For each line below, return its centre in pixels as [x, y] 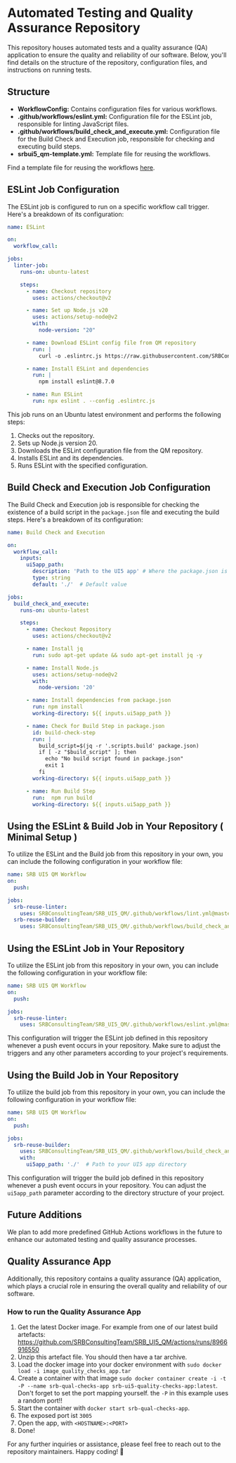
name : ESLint [26, 227]
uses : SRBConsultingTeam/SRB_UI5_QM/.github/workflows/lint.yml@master [127, 913]
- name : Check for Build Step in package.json [95, 726]
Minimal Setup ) [42, 837]
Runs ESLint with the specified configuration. [83, 465]
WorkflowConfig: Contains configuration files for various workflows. [117, 109]
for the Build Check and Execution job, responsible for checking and [116, 139]
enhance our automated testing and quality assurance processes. [102, 1239]
